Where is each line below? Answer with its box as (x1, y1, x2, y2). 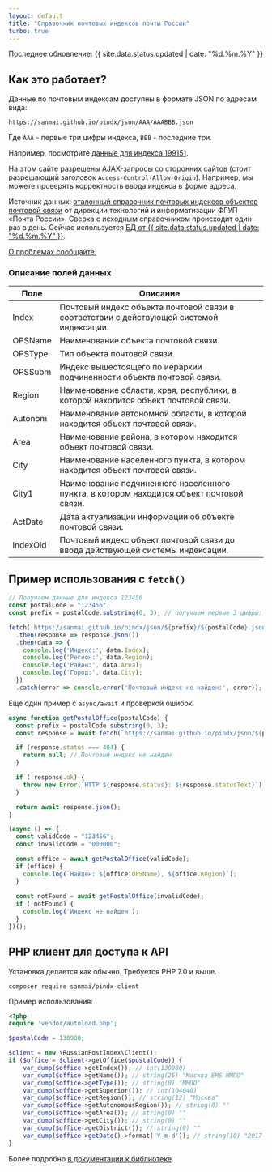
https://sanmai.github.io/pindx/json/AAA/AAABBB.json (8, 118, 194, 126)
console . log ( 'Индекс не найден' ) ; (23, 908, 139, 916)
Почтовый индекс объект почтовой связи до (59, 535, 235, 546)
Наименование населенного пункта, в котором (59, 454, 246, 466)
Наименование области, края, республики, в (59, 385, 237, 396)
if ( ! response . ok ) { (15, 774, 85, 782)
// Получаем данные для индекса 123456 (8, 594, 143, 602)
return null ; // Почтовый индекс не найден (23, 751, 172, 760)
